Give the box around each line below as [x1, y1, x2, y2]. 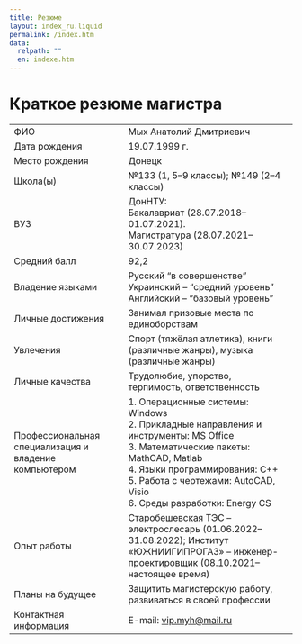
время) [178, 567, 210, 580]
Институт [187, 533, 229, 546]
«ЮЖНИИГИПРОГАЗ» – [128, 545, 232, 558]
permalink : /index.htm [9, 30, 94, 39]
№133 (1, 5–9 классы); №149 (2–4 [128, 168, 281, 181]
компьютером [13, 463, 76, 476]
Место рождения [13, 154, 89, 167]
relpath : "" [17, 47, 63, 56]
